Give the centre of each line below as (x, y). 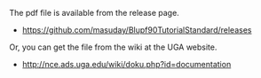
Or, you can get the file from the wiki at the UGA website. (113, 47)
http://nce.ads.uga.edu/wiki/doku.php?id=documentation (127, 64)
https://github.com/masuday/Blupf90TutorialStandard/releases (137, 30)
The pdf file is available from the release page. (94, 13)
